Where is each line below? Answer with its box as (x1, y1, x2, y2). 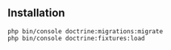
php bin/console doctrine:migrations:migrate (7, 27, 163, 35)
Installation (7, 6, 65, 20)
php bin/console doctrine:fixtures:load (7, 34, 146, 42)
